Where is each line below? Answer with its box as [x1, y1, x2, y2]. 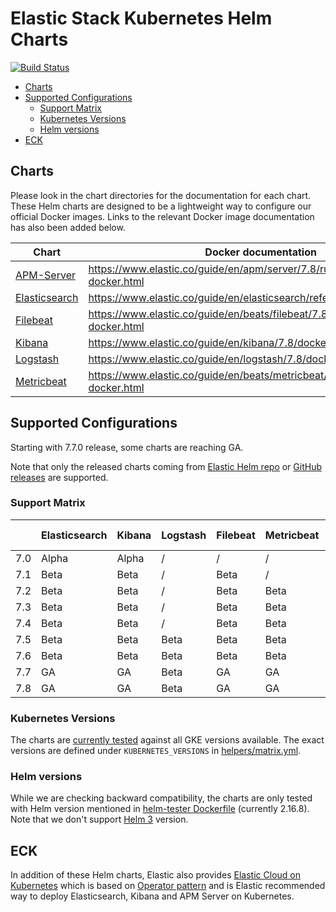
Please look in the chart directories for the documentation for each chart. [10, 189, 312, 201]
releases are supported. [10, 471, 109, 483]
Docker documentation [204, 245, 317, 259]
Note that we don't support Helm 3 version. [10, 813, 189, 826]
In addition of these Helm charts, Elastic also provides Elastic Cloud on [10, 869, 301, 881]
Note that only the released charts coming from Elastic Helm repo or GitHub [10, 460, 322, 472]
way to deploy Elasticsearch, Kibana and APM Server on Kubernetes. [10, 890, 295, 902]
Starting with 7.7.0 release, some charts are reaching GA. [10, 441, 244, 453]
